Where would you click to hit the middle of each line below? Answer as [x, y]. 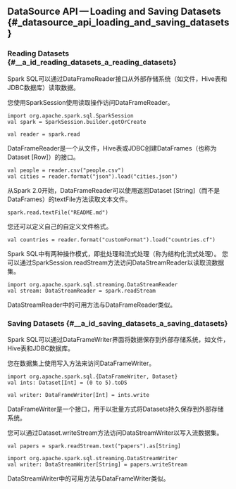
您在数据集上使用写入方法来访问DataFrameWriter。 [81, 363]
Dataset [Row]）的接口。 [43, 157]
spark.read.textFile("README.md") [58, 212]
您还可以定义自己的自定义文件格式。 [60, 226]
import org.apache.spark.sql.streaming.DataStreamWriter [93, 458]
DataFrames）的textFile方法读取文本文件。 [69, 199]
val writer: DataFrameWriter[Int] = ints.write [79, 395]
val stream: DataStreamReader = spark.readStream [82, 291]
